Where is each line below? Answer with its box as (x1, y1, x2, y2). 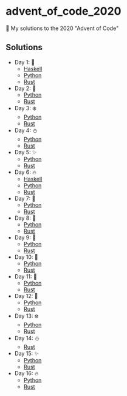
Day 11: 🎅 (14, 272, 37, 280)
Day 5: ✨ (14, 148, 37, 155)
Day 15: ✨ (14, 349, 39, 357)
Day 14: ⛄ (14, 334, 40, 342)
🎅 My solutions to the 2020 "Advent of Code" (5, 24, 119, 32)
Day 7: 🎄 (14, 195, 36, 202)
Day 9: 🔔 (14, 234, 36, 241)
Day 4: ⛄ (14, 127, 38, 134)
